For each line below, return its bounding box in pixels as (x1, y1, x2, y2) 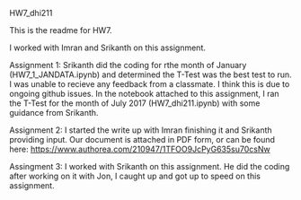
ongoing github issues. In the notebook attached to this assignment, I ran (9, 89, 280, 99)
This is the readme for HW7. (9, 25, 112, 35)
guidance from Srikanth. (9, 108, 99, 117)
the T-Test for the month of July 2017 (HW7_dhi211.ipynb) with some (9, 98, 261, 109)
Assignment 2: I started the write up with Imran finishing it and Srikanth (9, 125, 272, 135)
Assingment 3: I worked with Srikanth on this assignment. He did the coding (9, 161, 290, 171)
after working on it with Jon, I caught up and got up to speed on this (9, 170, 261, 181)
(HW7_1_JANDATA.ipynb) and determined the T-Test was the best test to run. (9, 69, 292, 80)
